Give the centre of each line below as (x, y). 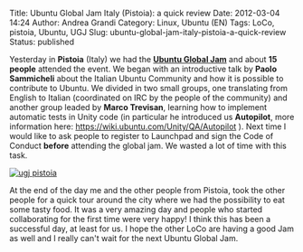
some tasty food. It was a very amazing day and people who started (136, 210)
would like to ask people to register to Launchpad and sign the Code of (142, 136)
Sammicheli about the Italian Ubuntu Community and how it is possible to (147, 79)
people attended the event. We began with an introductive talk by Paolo (143, 69)
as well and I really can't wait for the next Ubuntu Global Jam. (124, 238)
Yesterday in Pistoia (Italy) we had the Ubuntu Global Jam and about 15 (143, 59)
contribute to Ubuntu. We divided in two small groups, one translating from (148, 88)
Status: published (42, 42)
